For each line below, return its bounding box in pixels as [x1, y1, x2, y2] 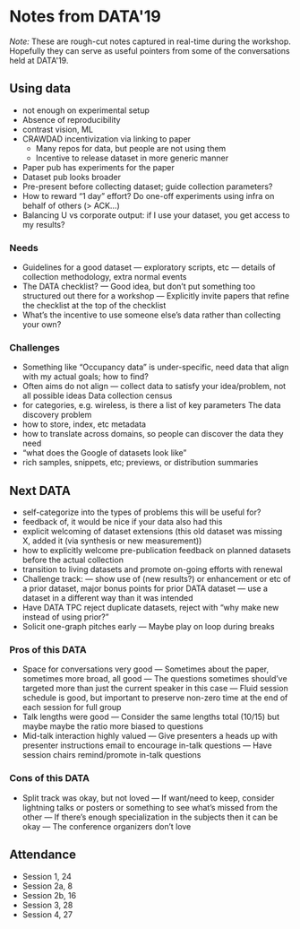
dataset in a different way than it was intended [21, 593, 193, 603]
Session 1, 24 [21, 871, 72, 881]
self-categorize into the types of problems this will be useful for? [21, 507, 261, 517]
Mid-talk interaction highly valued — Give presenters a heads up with [21, 731, 279, 742]
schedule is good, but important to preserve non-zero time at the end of [21, 692, 288, 703]
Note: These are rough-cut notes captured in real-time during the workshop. [9, 36, 291, 47]
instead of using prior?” [21, 612, 109, 622]
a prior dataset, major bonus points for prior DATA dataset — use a [21, 583, 269, 594]
